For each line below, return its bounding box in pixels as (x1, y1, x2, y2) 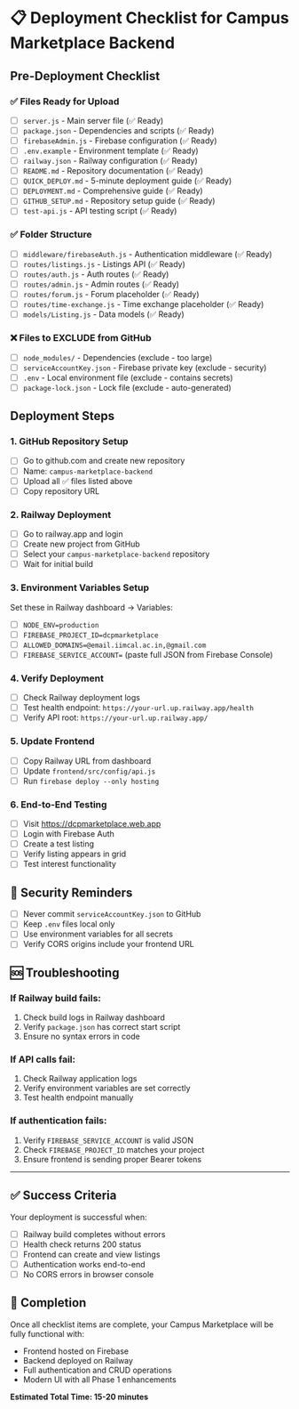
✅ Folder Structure (10, 229, 92, 241)
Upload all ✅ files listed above (22, 475, 133, 486)
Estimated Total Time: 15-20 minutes (10, 1391, 149, 1402)
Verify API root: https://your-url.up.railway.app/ (22, 712, 209, 723)
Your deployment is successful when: (10, 1211, 147, 1222)
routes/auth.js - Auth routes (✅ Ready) (22, 269, 169, 279)
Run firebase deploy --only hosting (22, 775, 160, 786)
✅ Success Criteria (10, 1188, 117, 1203)
